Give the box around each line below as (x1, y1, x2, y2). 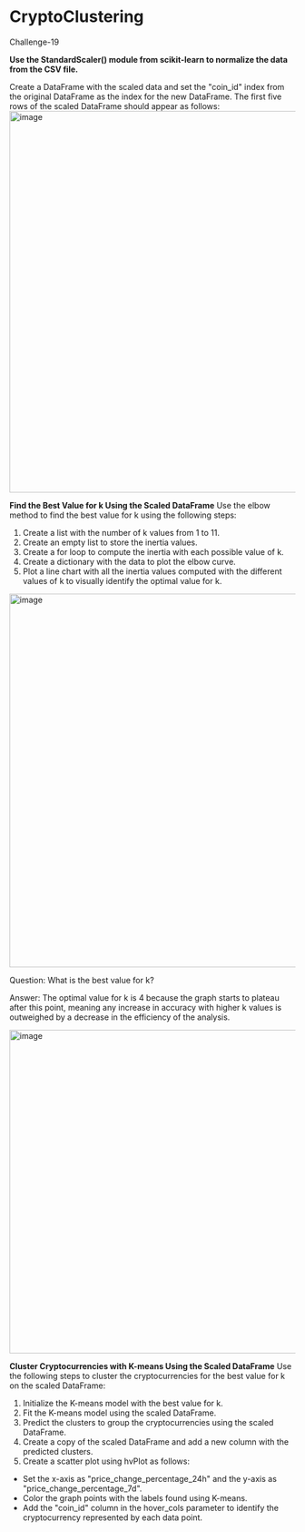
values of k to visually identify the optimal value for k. (22, 575, 222, 586)
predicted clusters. (22, 1446, 93, 1456)
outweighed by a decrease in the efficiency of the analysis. (9, 1012, 231, 1023)
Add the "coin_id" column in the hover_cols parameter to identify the (22, 1502, 280, 1513)
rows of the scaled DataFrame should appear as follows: (9, 100, 221, 111)
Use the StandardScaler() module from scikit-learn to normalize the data (9, 54, 289, 65)
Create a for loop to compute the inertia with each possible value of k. (22, 546, 284, 557)
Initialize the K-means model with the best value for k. (22, 1397, 224, 1408)
